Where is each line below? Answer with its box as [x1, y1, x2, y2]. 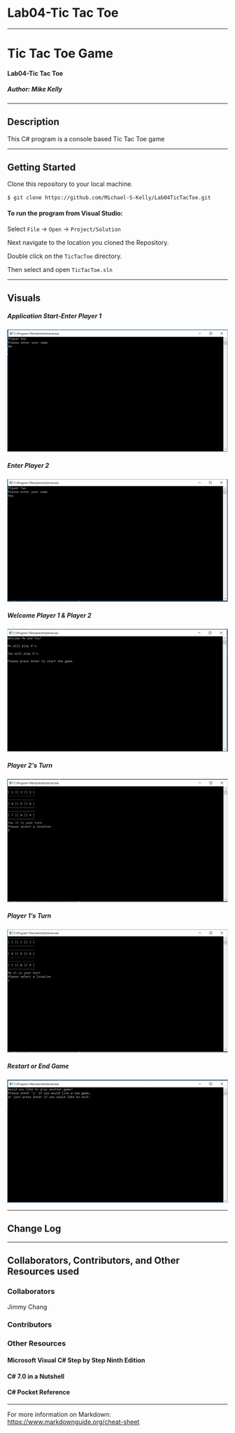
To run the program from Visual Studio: [7, 208, 124, 218]
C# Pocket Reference [7, 1388, 71, 1397]
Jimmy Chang [7, 1302, 48, 1311]
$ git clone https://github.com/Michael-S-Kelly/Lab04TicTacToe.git [7, 194, 211, 201]
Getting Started [7, 161, 76, 173]
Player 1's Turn [7, 911, 52, 920]
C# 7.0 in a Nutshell [7, 1372, 65, 1381]
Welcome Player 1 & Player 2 [7, 611, 92, 620]
